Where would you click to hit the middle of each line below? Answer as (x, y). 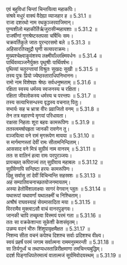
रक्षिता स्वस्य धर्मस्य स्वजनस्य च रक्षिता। (43, 89)
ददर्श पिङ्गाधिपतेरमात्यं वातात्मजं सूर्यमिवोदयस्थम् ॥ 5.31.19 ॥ (63, 255)
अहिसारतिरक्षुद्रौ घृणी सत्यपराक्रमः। (38, 49)
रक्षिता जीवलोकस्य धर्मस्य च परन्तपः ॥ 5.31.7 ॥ (51, 96)
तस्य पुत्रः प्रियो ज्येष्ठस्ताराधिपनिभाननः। (42, 76)
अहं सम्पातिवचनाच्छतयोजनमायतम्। (39, 182)
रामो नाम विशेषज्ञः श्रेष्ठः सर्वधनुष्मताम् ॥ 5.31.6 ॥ (51, 82)
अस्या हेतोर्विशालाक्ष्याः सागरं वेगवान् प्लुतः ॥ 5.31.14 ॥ (56, 189)
